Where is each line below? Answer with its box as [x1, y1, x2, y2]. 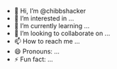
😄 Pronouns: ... [13, 47, 60, 56]
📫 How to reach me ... [13, 37, 80, 45]
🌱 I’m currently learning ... [13, 22, 90, 30]
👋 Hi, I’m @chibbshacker [13, 7, 87, 15]
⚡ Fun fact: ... [13, 55, 53, 63]
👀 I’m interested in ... [13, 14, 74, 23]
